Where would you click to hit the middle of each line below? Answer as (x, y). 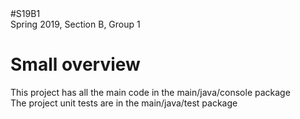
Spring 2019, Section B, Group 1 (75, 24)
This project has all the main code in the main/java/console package (150, 92)
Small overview (75, 64)
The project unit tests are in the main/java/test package (124, 103)
